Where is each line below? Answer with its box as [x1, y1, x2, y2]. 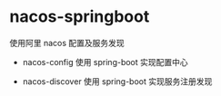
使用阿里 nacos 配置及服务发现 [9, 37, 125, 48]
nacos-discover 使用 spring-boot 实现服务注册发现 [22, 75, 213, 87]
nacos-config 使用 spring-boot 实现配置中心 [22, 56, 188, 67]
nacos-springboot [9, 6, 150, 27]
